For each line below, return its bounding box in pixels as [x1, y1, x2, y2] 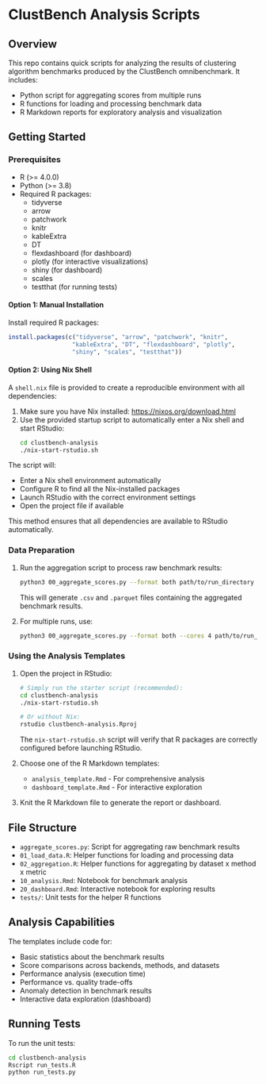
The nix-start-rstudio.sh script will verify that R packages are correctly [19, 735, 258, 744]
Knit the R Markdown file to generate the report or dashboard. [19, 798, 222, 808]
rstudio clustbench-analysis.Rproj [19, 720, 138, 728]
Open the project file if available [19, 501, 124, 511]
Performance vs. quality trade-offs [19, 977, 133, 986]
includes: [8, 75, 38, 84]
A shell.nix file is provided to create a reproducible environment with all [8, 383, 245, 392]
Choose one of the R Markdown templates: [19, 758, 160, 768]
